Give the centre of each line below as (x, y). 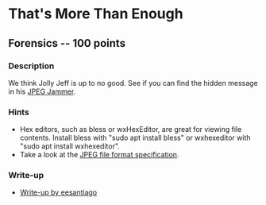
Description (31, 66)
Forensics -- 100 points (67, 43)
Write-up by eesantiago (58, 192)
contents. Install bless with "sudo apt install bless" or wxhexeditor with (135, 138)
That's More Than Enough (96, 14)
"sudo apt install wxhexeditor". (70, 146)
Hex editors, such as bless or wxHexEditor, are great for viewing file (131, 130)
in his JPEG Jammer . (42, 91)
